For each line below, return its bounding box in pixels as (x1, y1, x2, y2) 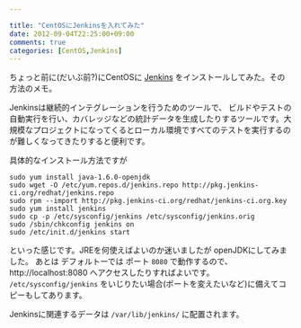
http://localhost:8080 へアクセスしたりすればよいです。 (9, 267, 215, 279)
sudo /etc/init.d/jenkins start (9, 228, 130, 237)
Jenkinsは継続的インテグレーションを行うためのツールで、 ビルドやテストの (9, 102, 292, 113)
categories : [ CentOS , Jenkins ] (9, 46, 123, 55)
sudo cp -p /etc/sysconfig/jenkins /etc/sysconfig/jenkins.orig (9, 212, 255, 221)
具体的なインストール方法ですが (9, 155, 128, 166)
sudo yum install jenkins (9, 204, 106, 214)
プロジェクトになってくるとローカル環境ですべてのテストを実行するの (32, 125, 292, 136)
